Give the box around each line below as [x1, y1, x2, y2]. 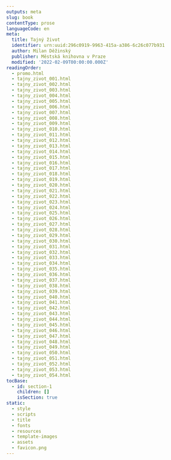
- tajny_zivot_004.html [11, 93, 71, 99]
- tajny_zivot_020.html [11, 182, 71, 188]
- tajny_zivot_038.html [11, 283, 71, 289]
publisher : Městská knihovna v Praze [11, 54, 106, 60]
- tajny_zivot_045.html [11, 322, 71, 328]
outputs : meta [6, 8, 42, 15]
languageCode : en [6, 25, 50, 32]
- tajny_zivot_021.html [11, 188, 71, 194]
